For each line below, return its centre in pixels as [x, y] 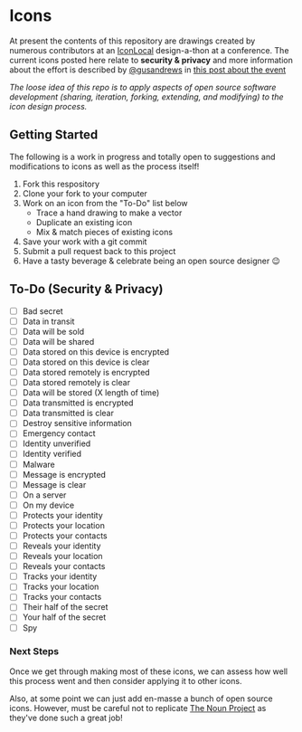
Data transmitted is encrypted [78, 403]
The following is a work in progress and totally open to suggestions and [142, 157]
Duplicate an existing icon [84, 222]
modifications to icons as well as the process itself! [104, 166]
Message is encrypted [64, 474]
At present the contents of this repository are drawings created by [132, 41]
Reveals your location [62, 556]
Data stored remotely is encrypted [86, 372]
